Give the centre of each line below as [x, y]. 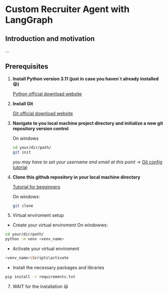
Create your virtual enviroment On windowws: [60, 225]
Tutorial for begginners [36, 187]
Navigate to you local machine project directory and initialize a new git [88, 123]
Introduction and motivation [50, 39]
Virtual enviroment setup [38, 215]
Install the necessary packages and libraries [58, 268]
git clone [23, 206]
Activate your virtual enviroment [46, 249]
